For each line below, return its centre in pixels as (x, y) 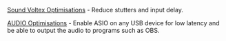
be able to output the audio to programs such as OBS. (83, 30)
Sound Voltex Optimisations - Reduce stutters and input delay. (95, 10)
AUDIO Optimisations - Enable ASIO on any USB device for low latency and (113, 23)
